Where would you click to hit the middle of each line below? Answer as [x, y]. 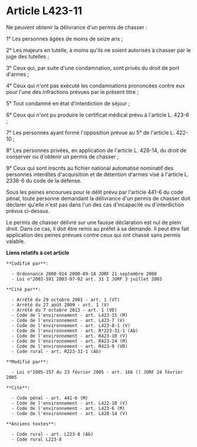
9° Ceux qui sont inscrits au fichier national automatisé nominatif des [90, 168]
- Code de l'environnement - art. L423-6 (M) [68, 408]
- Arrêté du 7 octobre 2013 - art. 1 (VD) [64, 310]
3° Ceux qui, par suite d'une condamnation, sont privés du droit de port [93, 68]
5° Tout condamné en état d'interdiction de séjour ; [68, 103]
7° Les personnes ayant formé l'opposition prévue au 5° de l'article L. [91, 132]
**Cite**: [18, 388]
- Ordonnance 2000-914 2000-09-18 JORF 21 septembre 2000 [84, 274]
